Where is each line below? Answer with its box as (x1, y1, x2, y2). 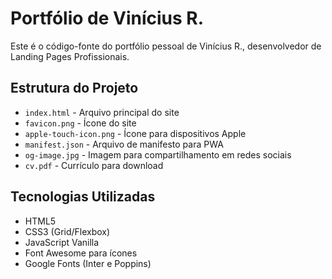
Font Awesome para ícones (24, 247, 138, 259)
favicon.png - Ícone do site (24, 117, 137, 129)
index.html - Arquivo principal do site (24, 106, 180, 118)
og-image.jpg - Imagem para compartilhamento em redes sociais (24, 148, 292, 161)
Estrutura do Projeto (10, 80, 139, 97)
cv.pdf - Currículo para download (24, 159, 164, 171)
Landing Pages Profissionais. (10, 50, 130, 62)
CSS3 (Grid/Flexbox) (24, 225, 111, 237)
